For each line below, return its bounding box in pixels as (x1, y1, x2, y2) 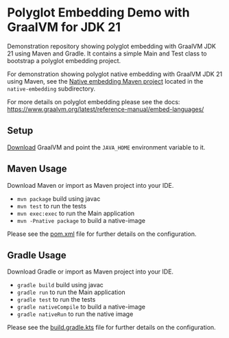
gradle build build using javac (16, 281, 104, 289)
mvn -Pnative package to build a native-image (16, 216, 146, 224)
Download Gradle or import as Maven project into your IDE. (7, 267, 173, 276)
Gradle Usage (7, 249, 67, 261)
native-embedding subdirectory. (7, 84, 96, 93)
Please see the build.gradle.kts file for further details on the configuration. (7, 324, 216, 332)
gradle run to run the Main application (16, 288, 125, 296)
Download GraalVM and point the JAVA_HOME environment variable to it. (7, 143, 206, 152)
